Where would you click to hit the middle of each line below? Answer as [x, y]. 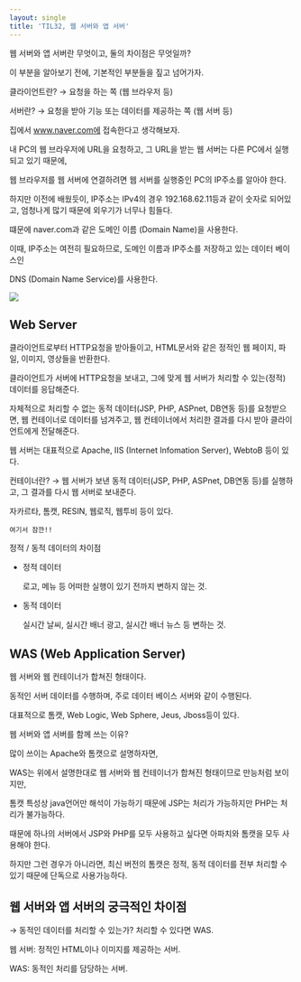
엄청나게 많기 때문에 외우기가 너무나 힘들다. [97, 210]
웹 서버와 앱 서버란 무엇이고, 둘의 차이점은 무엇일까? [100, 53]
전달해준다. [59, 431]
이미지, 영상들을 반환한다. [66, 359]
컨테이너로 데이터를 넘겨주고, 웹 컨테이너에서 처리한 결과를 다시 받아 [149, 420]
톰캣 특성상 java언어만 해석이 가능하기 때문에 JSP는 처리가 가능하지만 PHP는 [144, 803]
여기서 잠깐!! [31, 530]
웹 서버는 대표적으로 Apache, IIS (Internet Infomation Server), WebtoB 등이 [145, 450]
